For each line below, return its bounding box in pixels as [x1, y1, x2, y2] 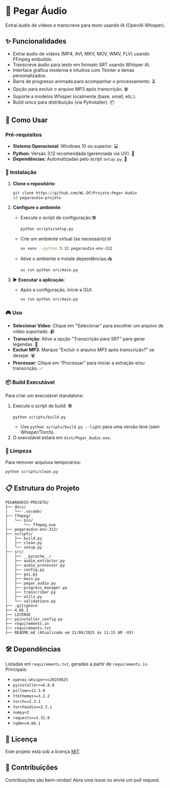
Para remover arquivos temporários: [5, 459, 81, 465]
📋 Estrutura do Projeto [5, 484, 80, 493]
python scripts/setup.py [20, 226, 74, 232]
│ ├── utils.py [5, 594, 42, 600]
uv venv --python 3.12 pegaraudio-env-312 [20, 246, 113, 251]
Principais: [5, 666, 28, 673]
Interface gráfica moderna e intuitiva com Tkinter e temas [12, 67, 135, 73]
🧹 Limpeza [5, 447, 32, 455]
